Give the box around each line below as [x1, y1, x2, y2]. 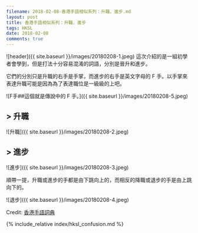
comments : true [6, 36, 44, 42]
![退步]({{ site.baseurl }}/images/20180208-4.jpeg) [6, 196, 129, 203]
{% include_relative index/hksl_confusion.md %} [6, 220, 124, 227]
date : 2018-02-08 [6, 31, 49, 36]
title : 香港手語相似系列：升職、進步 [6, 19, 87, 25]
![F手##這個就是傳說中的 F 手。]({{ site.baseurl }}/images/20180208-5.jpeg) [6, 92, 189, 99]
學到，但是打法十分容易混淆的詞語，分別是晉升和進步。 [16, 60, 151, 67]
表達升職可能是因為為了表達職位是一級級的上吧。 [6, 80, 125, 87]
